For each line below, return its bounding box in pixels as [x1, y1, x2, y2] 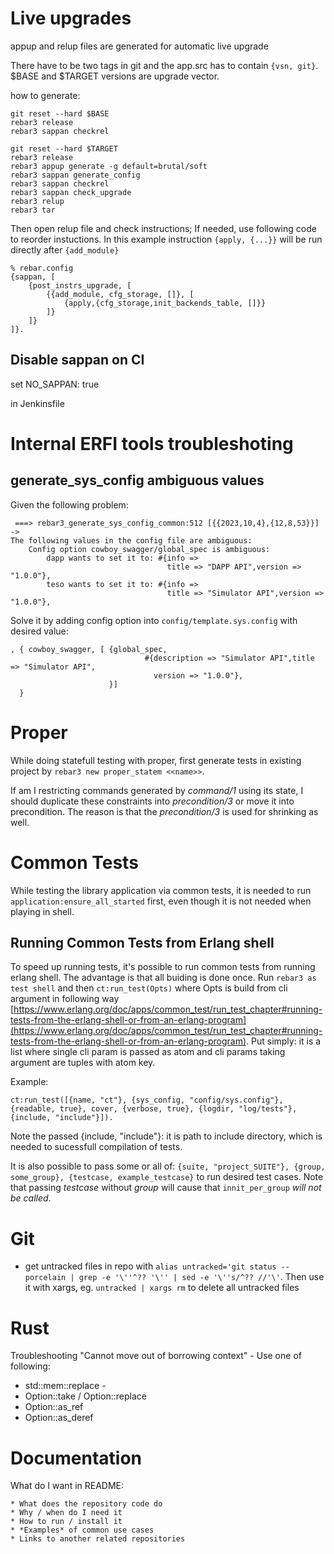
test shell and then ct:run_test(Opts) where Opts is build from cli [10, 982, 288, 994]
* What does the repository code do [10, 1499, 163, 1509]
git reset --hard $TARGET [10, 143, 118, 154]
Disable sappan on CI [10, 352, 145, 369]
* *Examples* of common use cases [10, 1525, 155, 1536]
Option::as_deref [24, 1412, 94, 1424]
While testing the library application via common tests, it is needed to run [10, 884, 312, 896]
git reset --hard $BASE [10, 108, 110, 119]
